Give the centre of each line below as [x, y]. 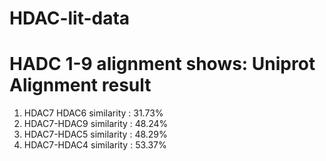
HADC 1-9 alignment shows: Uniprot [162, 64]
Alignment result [80, 85]
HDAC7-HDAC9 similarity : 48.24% [96, 124]
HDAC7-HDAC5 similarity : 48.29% [95, 134]
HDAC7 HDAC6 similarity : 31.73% [93, 113]
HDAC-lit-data [70, 18]
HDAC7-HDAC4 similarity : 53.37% [95, 145]
